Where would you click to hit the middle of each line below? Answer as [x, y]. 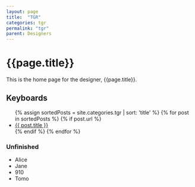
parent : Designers [29, 34]
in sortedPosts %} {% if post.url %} [58, 119]
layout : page [22, 12]
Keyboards [27, 98]
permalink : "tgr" [28, 28]
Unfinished [23, 147]
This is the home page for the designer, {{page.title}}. [72, 80]
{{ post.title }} [32, 125]
